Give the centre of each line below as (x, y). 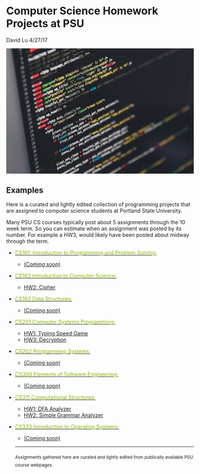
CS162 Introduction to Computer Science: (66, 276)
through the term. (28, 241)
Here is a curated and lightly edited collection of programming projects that (98, 205)
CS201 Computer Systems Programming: (65, 322)
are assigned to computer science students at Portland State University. (94, 211)
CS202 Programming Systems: (53, 351)
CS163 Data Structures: (43, 299)
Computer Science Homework (82, 11)
